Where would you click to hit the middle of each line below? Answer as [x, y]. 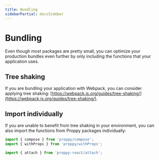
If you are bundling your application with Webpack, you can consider [73, 88]
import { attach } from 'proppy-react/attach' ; [54, 153]
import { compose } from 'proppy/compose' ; [50, 140]
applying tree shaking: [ [29, 94]
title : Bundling [21, 9]
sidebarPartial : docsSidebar [34, 14]
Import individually [34, 114]
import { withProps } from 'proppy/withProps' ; [54, 144]
